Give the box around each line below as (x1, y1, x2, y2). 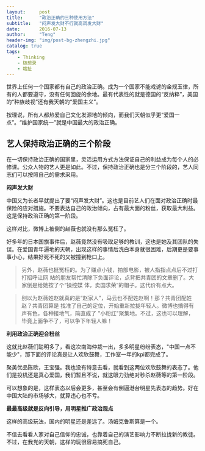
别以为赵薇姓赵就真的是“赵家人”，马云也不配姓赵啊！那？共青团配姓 (21, 294, 192, 302)
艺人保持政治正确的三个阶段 (6, 138, 111, 149)
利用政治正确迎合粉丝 (6, 330, 60, 338)
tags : (6, 49, 20, 55)
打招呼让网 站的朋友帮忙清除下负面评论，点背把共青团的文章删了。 (21, 274, 189, 281)
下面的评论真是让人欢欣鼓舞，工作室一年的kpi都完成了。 (30, 351, 172, 358)
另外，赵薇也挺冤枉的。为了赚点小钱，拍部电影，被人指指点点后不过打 (21, 266, 198, 274)
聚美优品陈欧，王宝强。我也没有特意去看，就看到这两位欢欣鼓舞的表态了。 (6, 364, 193, 371)
